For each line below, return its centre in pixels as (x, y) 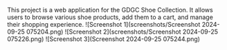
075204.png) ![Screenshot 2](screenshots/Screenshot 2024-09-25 (122, 32)
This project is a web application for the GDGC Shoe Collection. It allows (110, 10)
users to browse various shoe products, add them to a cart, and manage (110, 17)
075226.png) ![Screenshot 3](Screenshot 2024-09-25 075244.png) (104, 39)
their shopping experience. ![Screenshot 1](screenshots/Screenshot (104, 24)
